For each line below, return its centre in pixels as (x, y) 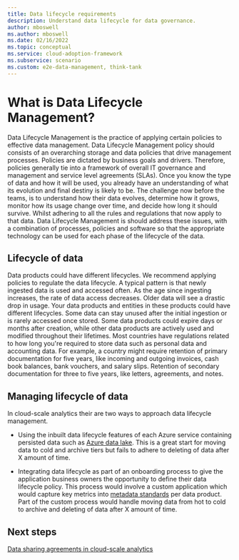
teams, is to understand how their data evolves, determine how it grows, (113, 198)
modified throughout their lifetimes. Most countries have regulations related (118, 336)
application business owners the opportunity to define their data (112, 479)
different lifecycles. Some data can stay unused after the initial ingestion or (117, 313)
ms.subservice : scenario (44, 61)
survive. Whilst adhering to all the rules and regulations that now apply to (115, 213)
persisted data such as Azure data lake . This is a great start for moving (122, 442)
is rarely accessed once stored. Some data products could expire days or (115, 321)
